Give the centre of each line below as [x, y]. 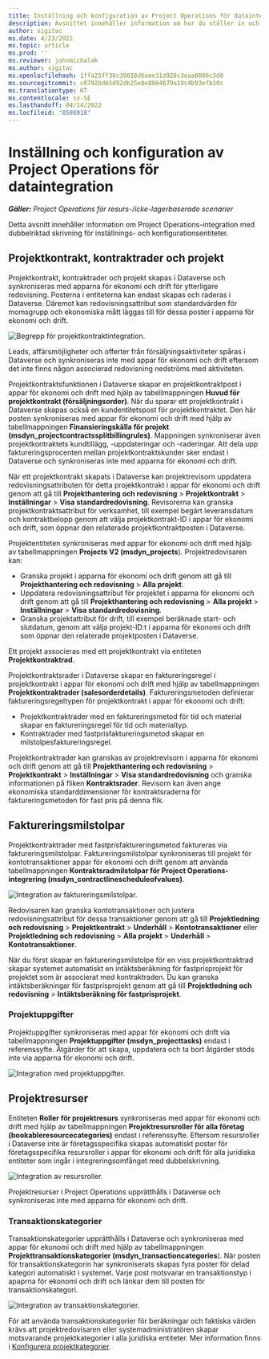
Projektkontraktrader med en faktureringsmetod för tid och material [131, 716]
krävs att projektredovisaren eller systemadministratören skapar [114, 1329]
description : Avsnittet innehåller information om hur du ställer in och [134, 23]
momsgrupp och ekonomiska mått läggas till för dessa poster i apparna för [131, 312]
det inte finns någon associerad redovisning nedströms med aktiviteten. [126, 368]
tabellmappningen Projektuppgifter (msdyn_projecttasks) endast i [119, 1040]
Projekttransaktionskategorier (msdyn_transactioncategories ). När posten [134, 1255]
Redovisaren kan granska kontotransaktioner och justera [101, 910]
